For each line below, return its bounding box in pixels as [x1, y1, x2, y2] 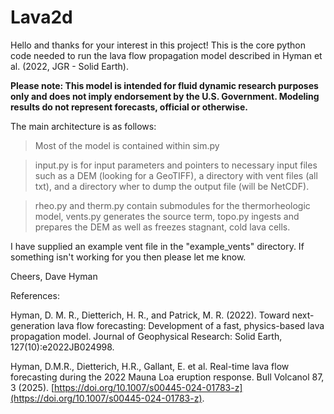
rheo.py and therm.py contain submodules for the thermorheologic [34, 199, 311, 211]
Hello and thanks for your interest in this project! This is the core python [10, 39, 306, 51]
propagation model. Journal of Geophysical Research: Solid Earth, [10, 330, 283, 342]
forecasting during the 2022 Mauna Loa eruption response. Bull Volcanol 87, [10, 371, 325, 383]
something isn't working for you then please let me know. [10, 251, 247, 263]
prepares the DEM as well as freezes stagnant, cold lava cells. [34, 221, 291, 233]
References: [10, 289, 60, 301]
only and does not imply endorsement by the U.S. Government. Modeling [10, 90, 320, 102]
